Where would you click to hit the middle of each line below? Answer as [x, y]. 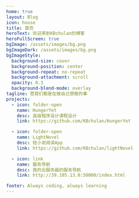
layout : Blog [22, 17]
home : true [20, 11]
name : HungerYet [37, 110]
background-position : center [47, 66]
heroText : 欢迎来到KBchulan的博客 [46, 34]
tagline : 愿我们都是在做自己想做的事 [47, 94]
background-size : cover [41, 61]
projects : [18, 99]
